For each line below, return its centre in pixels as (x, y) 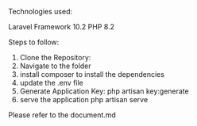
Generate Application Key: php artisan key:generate (104, 91)
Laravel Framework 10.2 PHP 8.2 (62, 27)
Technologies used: (41, 11)
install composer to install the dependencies (92, 74)
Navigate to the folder (55, 66)
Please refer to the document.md (62, 115)
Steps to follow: (34, 42)
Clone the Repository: (55, 57)
